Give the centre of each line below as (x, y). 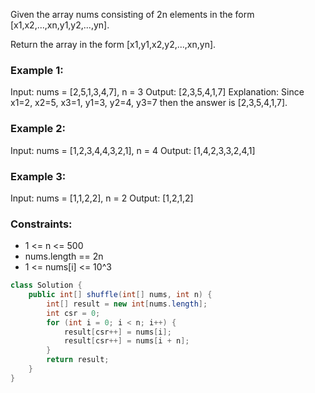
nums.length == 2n (64, 256)
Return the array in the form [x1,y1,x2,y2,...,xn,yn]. (113, 44)
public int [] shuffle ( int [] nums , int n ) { (120, 295)
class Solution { (46, 285)
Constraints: (41, 224)
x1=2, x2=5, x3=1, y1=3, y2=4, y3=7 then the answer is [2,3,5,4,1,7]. (149, 103)
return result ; (78, 360)
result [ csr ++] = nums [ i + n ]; (126, 341)
